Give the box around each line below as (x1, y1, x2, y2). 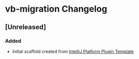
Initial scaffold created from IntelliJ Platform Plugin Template (12, 48, 134, 54)
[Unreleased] (5, 23, 46, 31)
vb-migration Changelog (5, 3, 108, 15)
